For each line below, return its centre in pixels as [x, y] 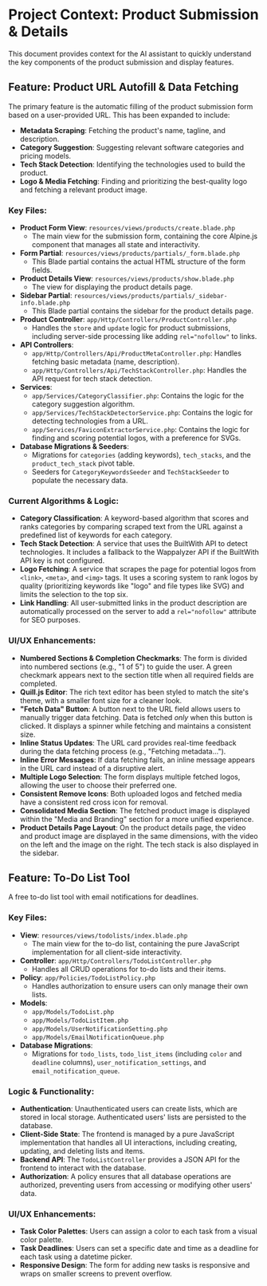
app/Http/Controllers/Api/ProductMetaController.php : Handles [136, 353]
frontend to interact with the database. [83, 1168]
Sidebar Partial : [46, 296]
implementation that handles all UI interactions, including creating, [128, 1142]
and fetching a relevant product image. [83, 190]
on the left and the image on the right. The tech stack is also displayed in [139, 844]
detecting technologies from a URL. [90, 421]
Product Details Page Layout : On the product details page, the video [133, 828]
